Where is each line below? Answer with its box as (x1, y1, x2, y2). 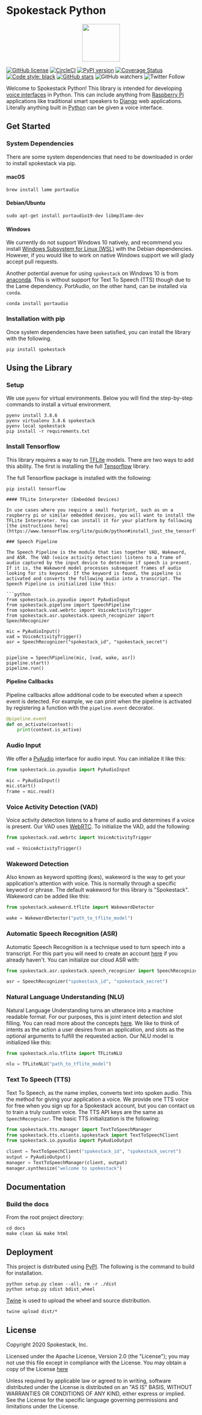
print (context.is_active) (17, 727, 82, 733)
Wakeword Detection (6, 860, 69, 868)
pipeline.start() (6, 660, 50, 666)
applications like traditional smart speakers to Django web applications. (6, 97, 183, 104)
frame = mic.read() (6, 789, 55, 795)
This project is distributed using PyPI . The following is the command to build (6, 1263, 195, 1270)
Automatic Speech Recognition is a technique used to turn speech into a (6, 943, 185, 950)
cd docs (6, 1225, 26, 1232)
